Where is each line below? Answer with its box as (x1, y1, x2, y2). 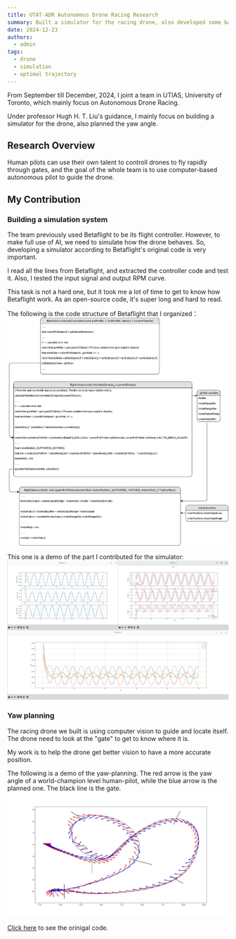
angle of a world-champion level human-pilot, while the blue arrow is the (7, 776, 218, 784)
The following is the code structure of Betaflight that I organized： (7, 310, 199, 318)
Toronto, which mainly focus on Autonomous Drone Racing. (7, 98, 180, 107)
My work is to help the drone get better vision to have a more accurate (7, 748, 211, 756)
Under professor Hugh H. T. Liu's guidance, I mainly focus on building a (7, 112, 214, 120)
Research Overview (7, 140, 96, 152)
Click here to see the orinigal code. (7, 924, 109, 932)
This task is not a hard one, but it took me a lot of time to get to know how (7, 288, 221, 296)
